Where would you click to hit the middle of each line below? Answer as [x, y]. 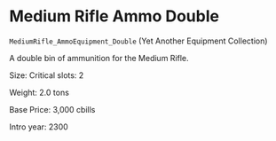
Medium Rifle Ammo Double [114, 16]
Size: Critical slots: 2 [47, 75]
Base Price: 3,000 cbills [52, 109]
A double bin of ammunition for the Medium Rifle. [99, 58]
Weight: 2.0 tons [39, 92]
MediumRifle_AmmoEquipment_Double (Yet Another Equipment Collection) [138, 41]
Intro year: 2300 [39, 127]
